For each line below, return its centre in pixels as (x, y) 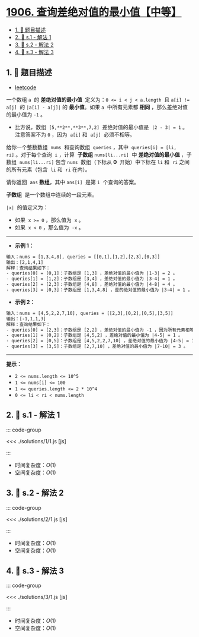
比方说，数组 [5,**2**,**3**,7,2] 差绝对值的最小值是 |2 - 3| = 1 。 (101, 127)
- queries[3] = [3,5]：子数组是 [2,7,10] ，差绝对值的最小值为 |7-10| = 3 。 (97, 346)
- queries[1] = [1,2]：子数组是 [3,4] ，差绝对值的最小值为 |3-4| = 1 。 (92, 279)
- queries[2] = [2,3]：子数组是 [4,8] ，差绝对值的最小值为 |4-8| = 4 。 (92, 285)
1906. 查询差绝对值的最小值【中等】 (94, 12)
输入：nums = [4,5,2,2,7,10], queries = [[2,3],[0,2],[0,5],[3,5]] (90, 313)
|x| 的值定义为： (27, 207)
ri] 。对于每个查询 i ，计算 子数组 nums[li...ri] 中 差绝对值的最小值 (93, 154)
